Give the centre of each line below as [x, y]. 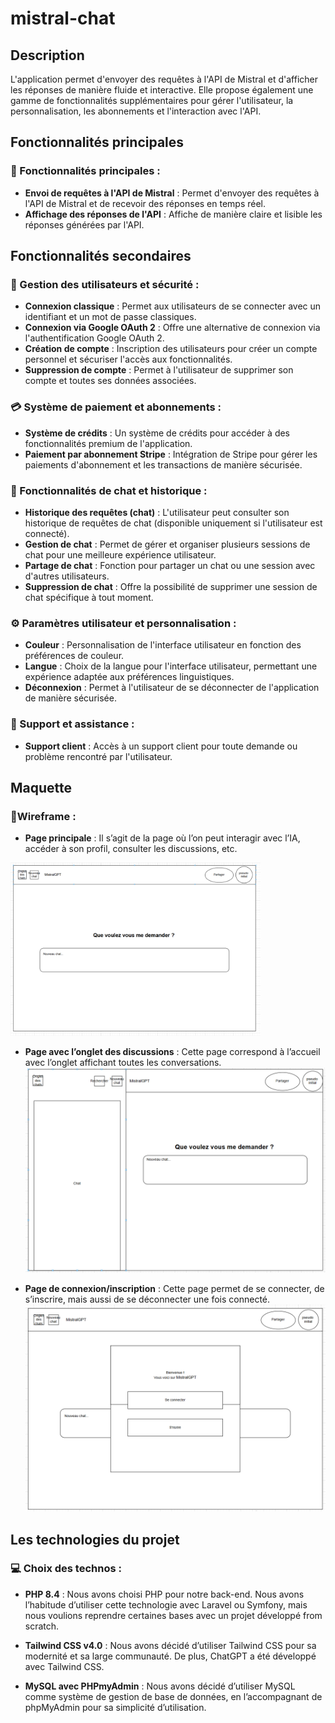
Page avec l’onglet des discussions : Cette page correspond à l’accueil [172, 1051]
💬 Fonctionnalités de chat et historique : [109, 490]
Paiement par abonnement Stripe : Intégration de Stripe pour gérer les [171, 454]
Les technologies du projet [95, 1539]
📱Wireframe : [43, 816]
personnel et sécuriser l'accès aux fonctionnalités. [128, 359]
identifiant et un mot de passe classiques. [110, 317]
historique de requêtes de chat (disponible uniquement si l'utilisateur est [173, 523]
